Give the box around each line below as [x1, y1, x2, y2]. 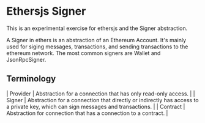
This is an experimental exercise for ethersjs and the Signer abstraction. [6, 24, 188, 32]
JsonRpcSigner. [6, 56, 47, 63]
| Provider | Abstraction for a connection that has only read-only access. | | [6, 90, 196, 97]
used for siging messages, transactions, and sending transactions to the [6, 43, 188, 50]
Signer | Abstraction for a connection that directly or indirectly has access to [6, 96, 199, 103]
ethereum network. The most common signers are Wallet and [6, 49, 161, 56]
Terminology [6, 73, 56, 84]
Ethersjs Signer [6, 4, 86, 18]
